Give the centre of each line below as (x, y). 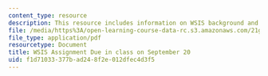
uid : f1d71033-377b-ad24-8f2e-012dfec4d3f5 (82, 60)
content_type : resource (48, 15)
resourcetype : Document (48, 45)
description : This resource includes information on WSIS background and (134, 23)
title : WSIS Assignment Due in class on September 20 (100, 52)
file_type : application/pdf (55, 38)
